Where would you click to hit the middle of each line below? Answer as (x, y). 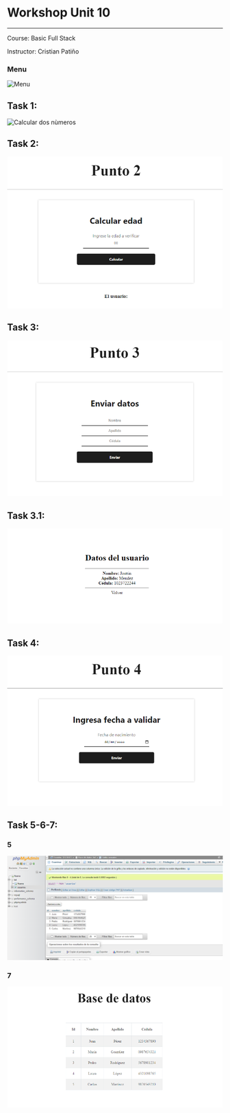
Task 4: (23, 643)
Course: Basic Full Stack (41, 38)
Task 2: (23, 144)
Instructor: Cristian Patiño (43, 51)
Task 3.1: (26, 515)
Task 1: (22, 105)
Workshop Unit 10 (59, 13)
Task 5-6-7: (33, 825)
